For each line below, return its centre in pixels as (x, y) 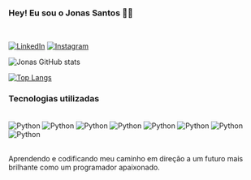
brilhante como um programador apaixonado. (84, 167)
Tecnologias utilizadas (54, 99)
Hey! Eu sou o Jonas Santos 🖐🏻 (71, 13)
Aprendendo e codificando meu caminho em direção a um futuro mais (126, 159)
